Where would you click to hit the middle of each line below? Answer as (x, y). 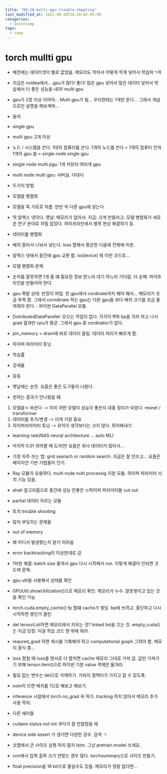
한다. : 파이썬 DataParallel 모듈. (57, 306)
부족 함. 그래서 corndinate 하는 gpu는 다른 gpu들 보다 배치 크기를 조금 (86, 300)
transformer (25, 413)
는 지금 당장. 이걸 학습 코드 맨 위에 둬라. (51, 631)
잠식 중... (26, 648)
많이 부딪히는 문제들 (32, 522)
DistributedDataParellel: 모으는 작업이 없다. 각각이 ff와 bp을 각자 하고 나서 (85, 316)
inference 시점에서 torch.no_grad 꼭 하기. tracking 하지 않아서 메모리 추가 (85, 696)
